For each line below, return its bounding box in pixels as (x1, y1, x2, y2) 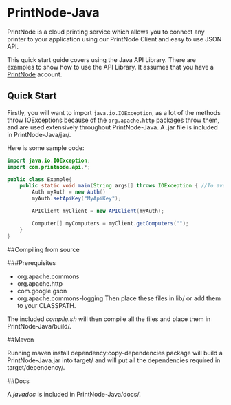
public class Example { (7, 176, 72, 183)
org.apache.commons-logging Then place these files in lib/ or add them (16, 294, 221, 302)
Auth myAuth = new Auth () (32, 189, 107, 196)
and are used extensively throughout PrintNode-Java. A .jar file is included (7, 123, 218, 132)
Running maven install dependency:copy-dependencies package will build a (7, 349, 223, 357)
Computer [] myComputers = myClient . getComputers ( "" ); (32, 220, 189, 227)
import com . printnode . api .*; (7, 163, 91, 170)
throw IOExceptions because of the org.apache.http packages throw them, (7, 116, 220, 124)
